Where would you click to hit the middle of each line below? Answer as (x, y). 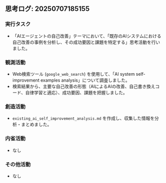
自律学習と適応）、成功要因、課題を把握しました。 (77, 92)
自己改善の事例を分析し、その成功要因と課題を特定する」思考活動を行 (84, 42)
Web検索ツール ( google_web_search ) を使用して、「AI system (74, 74)
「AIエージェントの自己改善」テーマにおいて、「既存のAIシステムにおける (87, 36)
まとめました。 (36, 125)
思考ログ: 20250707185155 (48, 9)
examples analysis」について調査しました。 (85, 80)
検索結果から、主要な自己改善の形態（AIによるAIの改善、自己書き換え (84, 86)
